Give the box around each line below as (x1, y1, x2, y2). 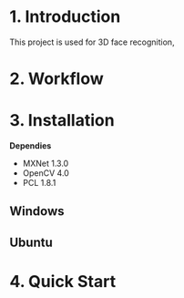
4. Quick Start (9, 272, 117, 293)
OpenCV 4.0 (22, 168, 70, 179)
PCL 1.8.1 (22, 178, 56, 189)
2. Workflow (9, 68, 104, 89)
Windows (9, 203, 65, 220)
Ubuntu (9, 234, 53, 250)
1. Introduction (9, 6, 121, 27)
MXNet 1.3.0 (22, 158, 69, 170)
